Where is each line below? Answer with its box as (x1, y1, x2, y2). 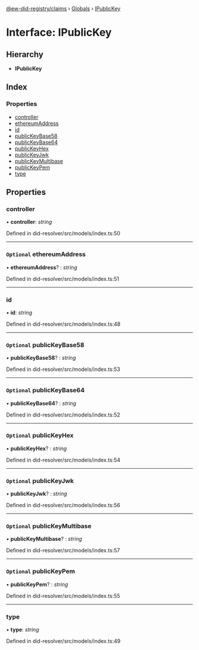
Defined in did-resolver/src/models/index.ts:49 (6, 638, 121, 645)
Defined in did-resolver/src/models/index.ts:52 (6, 411, 120, 418)
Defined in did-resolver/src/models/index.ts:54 (6, 456, 121, 463)
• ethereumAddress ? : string (6, 264, 78, 271)
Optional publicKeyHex (6, 431, 74, 440)
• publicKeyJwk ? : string (6, 490, 68, 497)
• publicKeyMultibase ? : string (6, 536, 82, 543)
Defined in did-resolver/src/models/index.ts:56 (6, 502, 120, 509)
